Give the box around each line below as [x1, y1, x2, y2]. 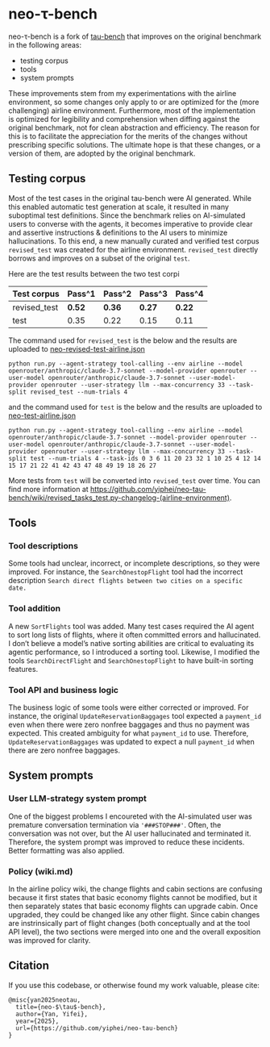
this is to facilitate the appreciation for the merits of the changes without [8, 131, 248, 141]
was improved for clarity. [8, 936, 91, 945]
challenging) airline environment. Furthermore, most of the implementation [8, 106, 256, 115]
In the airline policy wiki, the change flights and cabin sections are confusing [8, 884, 263, 894]
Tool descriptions [8, 540, 79, 552]
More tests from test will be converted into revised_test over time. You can [8, 475, 260, 485]
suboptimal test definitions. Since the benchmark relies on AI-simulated [8, 211, 246, 220]
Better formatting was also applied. [8, 845, 125, 855]
